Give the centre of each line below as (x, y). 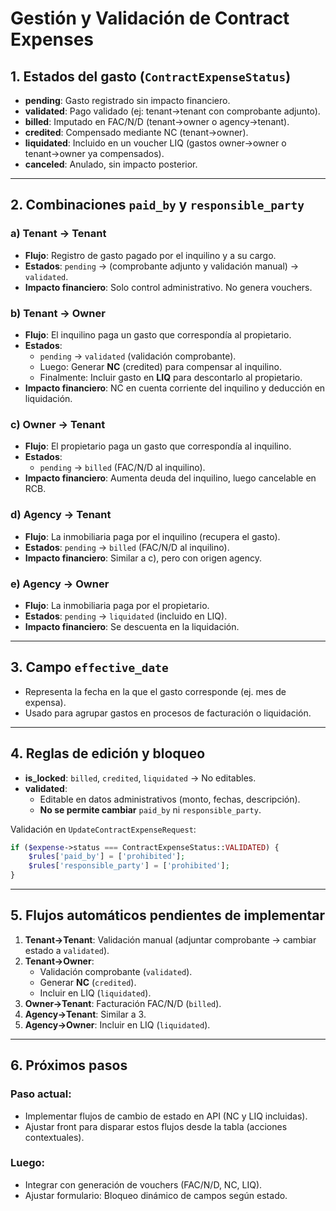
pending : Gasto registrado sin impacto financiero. (127, 100)
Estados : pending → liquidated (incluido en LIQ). (126, 616)
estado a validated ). (67, 950)
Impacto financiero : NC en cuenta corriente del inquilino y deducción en (175, 388)
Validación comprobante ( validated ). (116, 971)
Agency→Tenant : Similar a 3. (85, 1014)
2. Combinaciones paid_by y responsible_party (157, 205)
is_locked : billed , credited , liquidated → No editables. (140, 778)
